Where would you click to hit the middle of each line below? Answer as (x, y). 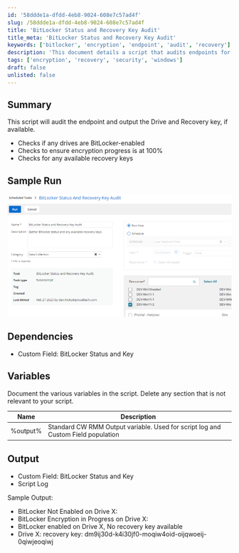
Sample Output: (30, 497)
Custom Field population (84, 435)
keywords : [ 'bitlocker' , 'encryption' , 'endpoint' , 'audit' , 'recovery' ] (119, 45)
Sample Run (34, 180)
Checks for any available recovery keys (75, 158)
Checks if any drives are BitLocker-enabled (81, 143)
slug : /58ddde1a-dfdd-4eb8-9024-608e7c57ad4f (76, 22)
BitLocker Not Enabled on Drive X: (68, 511)
